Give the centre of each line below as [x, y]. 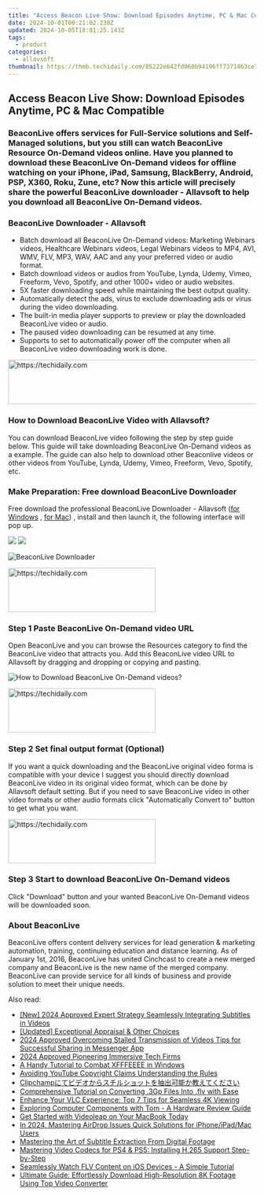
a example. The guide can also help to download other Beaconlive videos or [131, 454]
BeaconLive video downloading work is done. [93, 349]
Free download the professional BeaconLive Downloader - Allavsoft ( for [124, 508]
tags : [17, 37]
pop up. [21, 525]
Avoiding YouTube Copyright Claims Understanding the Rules [119, 1073]
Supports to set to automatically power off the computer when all [125, 341]
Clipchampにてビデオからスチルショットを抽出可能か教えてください [130, 1083]
